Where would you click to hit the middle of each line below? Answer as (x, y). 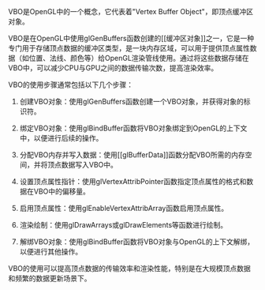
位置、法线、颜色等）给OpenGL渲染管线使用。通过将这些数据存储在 (139, 58)
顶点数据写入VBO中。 (82, 165)
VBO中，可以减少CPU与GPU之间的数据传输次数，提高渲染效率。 (113, 68)
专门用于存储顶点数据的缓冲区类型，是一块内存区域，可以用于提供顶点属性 (129, 48)
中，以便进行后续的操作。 (61, 138)
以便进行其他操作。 (51, 252)
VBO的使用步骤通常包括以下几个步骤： (71, 85)
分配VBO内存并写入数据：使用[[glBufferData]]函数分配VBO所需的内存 (132, 155)
